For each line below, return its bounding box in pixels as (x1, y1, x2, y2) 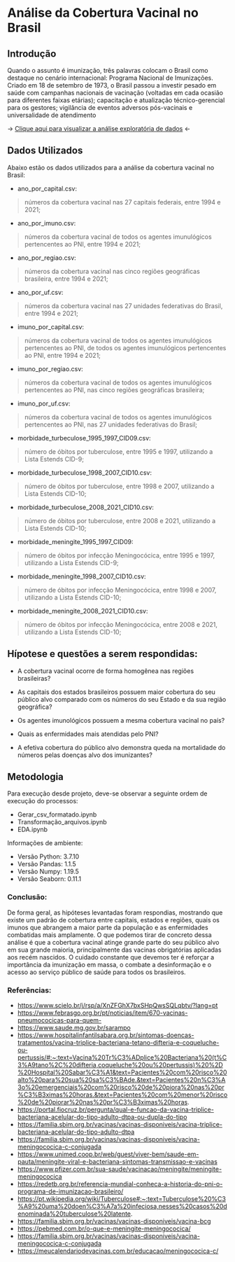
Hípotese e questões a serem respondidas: (7, 648, 198, 660)
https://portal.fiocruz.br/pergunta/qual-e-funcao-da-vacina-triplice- (17, 1105, 215, 1114)
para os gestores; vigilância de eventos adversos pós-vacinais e (7, 104, 193, 111)
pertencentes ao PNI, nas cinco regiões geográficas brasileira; (24, 385, 205, 394)
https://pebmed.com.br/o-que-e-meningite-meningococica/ (17, 1224, 191, 1233)
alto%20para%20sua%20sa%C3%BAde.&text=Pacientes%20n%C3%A (17, 1076, 226, 1084)
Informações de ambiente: (7, 839, 83, 847)
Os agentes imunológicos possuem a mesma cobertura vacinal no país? (17, 716, 225, 724)
